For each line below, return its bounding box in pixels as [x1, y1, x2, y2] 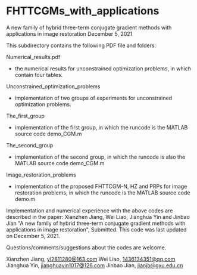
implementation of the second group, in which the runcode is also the [14, 153, 186, 160]
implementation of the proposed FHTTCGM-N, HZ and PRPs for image [14, 183, 187, 190]
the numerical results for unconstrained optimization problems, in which [14, 64, 192, 72]
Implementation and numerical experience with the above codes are [6, 207, 173, 214]
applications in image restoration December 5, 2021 [6, 30, 133, 37]
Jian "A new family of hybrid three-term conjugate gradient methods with [6, 220, 186, 227]
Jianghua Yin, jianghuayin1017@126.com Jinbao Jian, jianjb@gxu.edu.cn [6, 261, 183, 269]
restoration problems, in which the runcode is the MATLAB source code [14, 189, 190, 196]
